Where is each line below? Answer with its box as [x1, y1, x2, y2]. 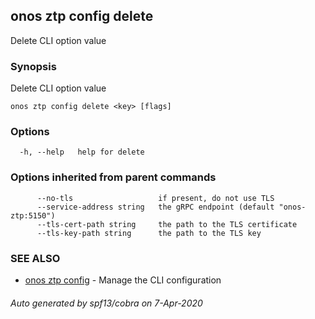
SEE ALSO [10, 251, 61, 265]
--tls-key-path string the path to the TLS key [36, 228, 262, 238]
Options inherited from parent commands [10, 170, 217, 184]
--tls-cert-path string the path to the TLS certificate [36, 219, 298, 229]
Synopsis [10, 59, 57, 73]
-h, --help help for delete [19, 147, 145, 158]
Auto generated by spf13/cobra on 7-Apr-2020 [10, 297, 203, 309]
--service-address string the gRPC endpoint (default [36, 202, 275, 212]
